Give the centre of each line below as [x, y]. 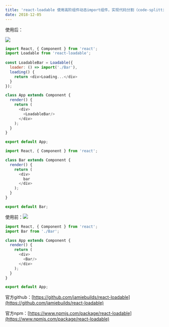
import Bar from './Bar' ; [32, 231]
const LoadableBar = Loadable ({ [39, 63]
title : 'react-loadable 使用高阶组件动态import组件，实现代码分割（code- [77, 10]
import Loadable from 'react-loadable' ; [48, 53]
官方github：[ [19, 297]
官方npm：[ [17, 313]
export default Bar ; [27, 207]
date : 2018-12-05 [23, 15]
